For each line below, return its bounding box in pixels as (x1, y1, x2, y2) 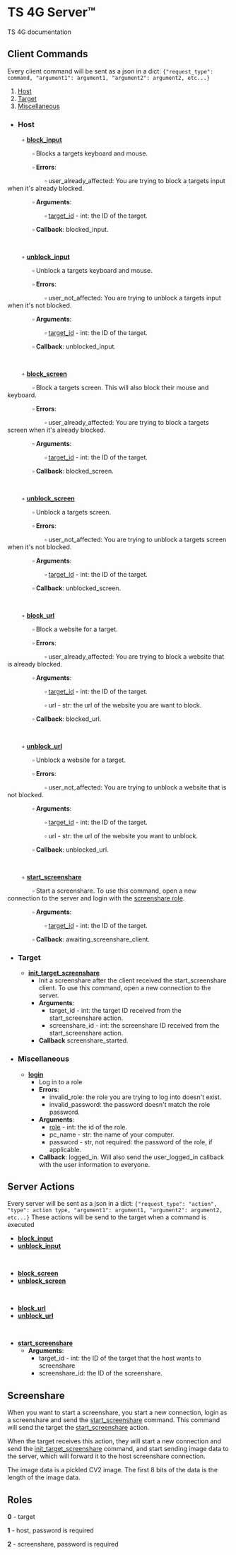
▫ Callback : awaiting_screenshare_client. (32, 935, 151, 944)
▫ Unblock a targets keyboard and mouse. (32, 266, 153, 275)
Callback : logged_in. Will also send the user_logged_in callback (38, 1153, 225, 1161)
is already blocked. (7, 660, 63, 669)
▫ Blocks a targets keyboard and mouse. (32, 149, 148, 158)
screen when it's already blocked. (7, 426, 106, 435)
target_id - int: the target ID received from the (49, 1007, 182, 1015)
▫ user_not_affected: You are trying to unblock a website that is (45, 783, 227, 792)
